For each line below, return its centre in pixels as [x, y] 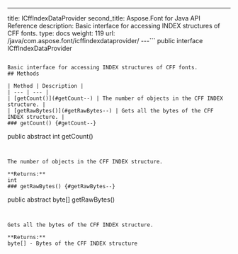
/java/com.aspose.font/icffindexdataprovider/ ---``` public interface [105, 41]
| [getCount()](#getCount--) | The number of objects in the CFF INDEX [115, 98]
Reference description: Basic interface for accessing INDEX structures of [114, 26]
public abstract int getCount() [50, 136]
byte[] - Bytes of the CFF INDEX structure [73, 243]
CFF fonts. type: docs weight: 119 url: [61, 33]
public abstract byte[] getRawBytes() [61, 200]
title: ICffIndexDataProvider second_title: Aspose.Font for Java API [104, 18]
